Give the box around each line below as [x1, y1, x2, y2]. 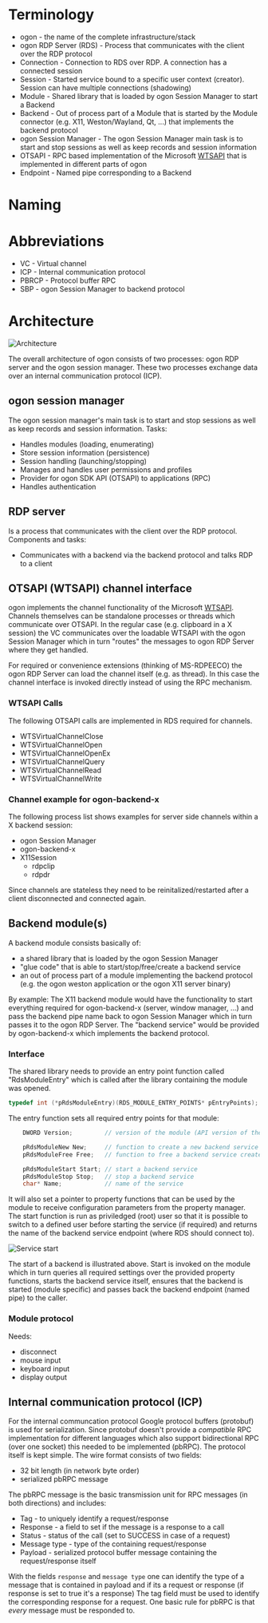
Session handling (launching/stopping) [19, 456, 148, 466]
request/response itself [19, 1556, 97, 1566]
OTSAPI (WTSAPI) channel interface [8, 581, 193, 596]
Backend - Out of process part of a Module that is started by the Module [19, 108, 258, 117]
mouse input [19, 1355, 61, 1365]
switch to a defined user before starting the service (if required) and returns [8, 1220, 258, 1229]
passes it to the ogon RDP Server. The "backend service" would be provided [8, 1020, 260, 1030]
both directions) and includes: [8, 1498, 107, 1508]
